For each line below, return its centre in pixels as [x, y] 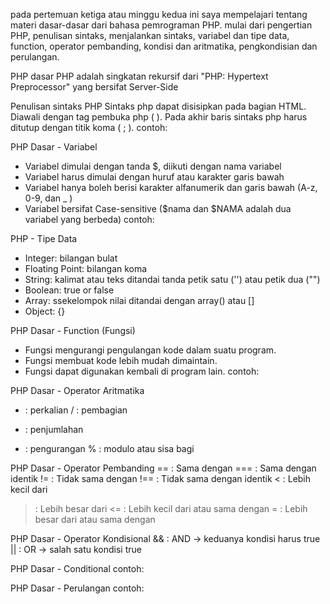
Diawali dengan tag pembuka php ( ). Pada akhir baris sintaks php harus [159, 117]
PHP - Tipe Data [44, 238]
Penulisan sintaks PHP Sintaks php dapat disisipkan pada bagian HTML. [158, 106]
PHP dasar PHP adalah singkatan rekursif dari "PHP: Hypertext [139, 76]
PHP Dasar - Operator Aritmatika [77, 390]
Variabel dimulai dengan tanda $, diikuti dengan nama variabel [153, 166]
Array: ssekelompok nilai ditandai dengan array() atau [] [139, 300]
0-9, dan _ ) [48, 198]
